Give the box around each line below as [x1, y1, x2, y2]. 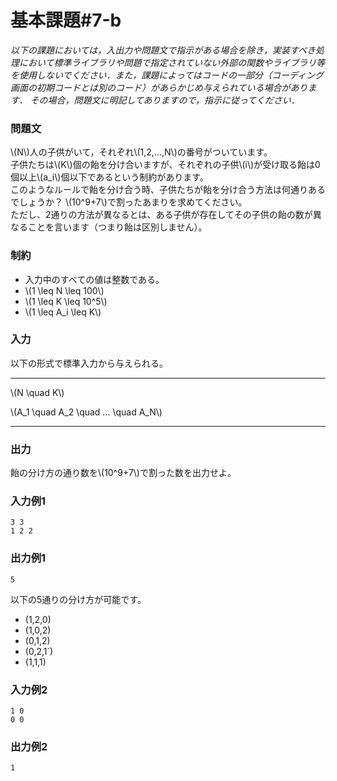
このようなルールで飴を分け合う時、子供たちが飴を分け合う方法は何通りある [10, 184, 326, 196]
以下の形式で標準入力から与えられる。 [10, 357, 168, 369]
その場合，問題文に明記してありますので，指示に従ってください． [29, 94, 300, 106]
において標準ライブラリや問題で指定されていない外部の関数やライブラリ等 [18, 56, 326, 68]
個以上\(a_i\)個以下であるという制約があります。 [10, 171, 209, 183]
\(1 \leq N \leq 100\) [24, 284, 105, 296]
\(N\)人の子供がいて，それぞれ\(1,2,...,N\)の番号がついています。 [10, 146, 273, 158]
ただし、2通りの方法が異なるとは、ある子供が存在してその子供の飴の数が [10, 209, 313, 221]
